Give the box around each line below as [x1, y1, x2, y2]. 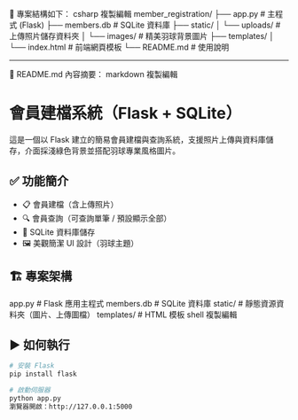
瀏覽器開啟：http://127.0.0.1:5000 [9, 402, 133, 411]
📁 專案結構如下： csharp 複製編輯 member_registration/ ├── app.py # [9, 9, 266, 19]
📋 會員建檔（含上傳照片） [21, 198, 119, 209]
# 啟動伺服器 [9, 385, 51, 395]
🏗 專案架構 [9, 269, 73, 284]
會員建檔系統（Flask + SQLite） [9, 104, 242, 123]
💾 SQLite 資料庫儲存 [21, 226, 96, 237]
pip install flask [9, 369, 77, 379]
